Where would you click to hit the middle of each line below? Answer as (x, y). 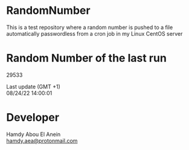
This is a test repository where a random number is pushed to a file (90, 27)
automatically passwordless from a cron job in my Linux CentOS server (94, 33)
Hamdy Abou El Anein (34, 134)
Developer (33, 118)
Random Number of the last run (87, 58)
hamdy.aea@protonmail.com (42, 140)
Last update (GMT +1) (33, 86)
